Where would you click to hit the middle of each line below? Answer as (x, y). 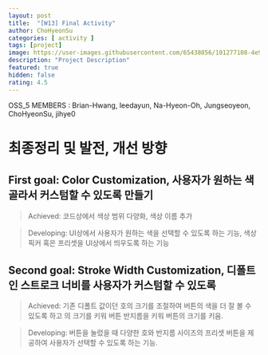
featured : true (33, 68)
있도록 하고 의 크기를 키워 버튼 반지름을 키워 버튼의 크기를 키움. (125, 316)
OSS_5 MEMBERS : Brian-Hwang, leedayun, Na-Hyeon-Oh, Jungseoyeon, (130, 105)
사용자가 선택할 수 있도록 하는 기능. (103, 343)
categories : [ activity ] (51, 38)
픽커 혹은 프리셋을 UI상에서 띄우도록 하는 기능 (99, 243)
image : (19, 53)
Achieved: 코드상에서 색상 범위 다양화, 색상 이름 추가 (110, 215)
